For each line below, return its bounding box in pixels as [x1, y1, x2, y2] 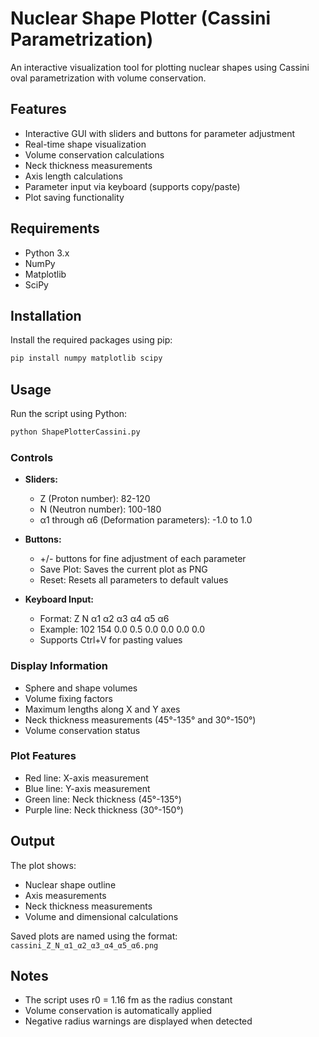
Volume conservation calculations [24, 148, 165, 161]
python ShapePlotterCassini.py [10, 427, 141, 437]
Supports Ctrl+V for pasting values [39, 634, 183, 646]
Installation [10, 307, 82, 324]
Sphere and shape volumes [24, 682, 138, 694]
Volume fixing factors [24, 692, 113, 704]
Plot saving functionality [24, 191, 125, 203]
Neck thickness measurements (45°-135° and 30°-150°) [24, 713, 257, 726]
